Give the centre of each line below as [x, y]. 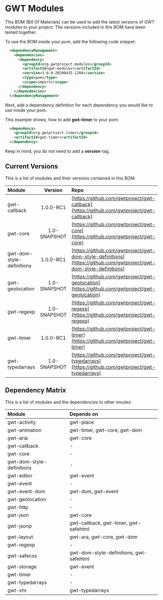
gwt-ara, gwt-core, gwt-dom [104, 537]
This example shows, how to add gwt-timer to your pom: [62, 119]
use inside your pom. [26, 110]
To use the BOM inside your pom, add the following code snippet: [70, 41]
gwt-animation [24, 430]
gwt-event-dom [26, 491]
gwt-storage [22, 567]
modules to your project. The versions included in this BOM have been [75, 27]
